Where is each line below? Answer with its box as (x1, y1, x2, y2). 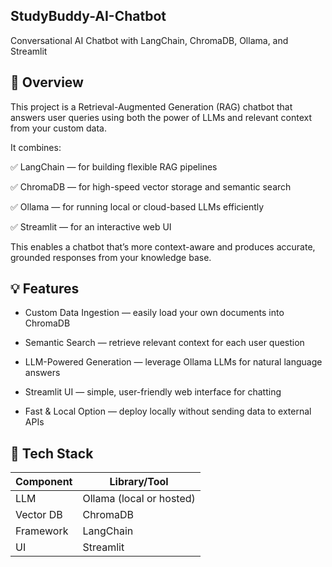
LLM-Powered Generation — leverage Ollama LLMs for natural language (24, 356, 323, 368)
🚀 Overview (10, 74, 84, 91)
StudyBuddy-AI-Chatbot (10, 8, 167, 25)
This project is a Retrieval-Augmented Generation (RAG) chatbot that (10, 100, 293, 113)
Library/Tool (109, 475, 169, 489)
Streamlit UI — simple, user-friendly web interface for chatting (24, 386, 282, 398)
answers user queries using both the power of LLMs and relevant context (10, 111, 313, 123)
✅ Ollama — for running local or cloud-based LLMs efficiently (10, 200, 265, 213)
